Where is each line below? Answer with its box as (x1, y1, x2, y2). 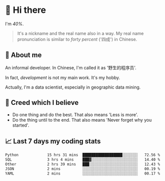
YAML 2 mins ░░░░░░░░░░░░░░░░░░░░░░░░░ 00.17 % (5, 171, 161, 176)
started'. (12, 122, 30, 128)
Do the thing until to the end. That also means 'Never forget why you (12, 117, 152, 123)
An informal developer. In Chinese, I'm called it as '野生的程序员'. (5, 64, 137, 71)
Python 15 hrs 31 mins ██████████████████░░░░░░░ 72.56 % (5, 153, 161, 158)
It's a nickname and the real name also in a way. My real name (17, 30, 144, 36)
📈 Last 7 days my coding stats (5, 137, 101, 145)
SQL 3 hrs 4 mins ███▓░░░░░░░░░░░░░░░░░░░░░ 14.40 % (5, 157, 161, 162)
